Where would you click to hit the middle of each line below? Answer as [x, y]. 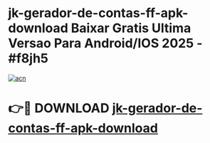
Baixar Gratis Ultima [131, 28]
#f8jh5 [28, 59]
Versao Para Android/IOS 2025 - [105, 43]
